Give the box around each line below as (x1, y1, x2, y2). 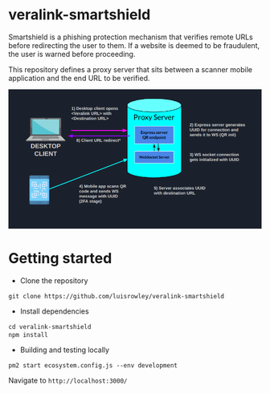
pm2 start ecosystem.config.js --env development (8, 362, 178, 370)
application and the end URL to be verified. (8, 73, 150, 83)
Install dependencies (19, 306, 90, 316)
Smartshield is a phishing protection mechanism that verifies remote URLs (8, 32, 253, 42)
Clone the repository (19, 276, 88, 286)
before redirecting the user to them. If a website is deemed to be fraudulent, (8, 40, 260, 50)
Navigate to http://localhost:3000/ (8, 375, 128, 386)
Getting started (8, 249, 112, 268)
